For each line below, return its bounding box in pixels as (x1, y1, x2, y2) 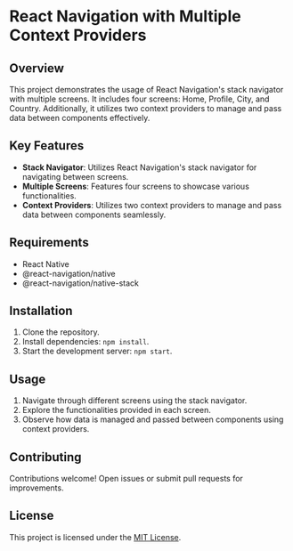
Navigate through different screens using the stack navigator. (21, 395, 248, 406)
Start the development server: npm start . (21, 345, 173, 357)
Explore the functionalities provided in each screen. (21, 405, 212, 416)
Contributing (9, 450, 82, 465)
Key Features (9, 138, 85, 153)
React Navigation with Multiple (9, 6, 242, 27)
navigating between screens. (21, 171, 129, 182)
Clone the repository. (21, 327, 100, 337)
